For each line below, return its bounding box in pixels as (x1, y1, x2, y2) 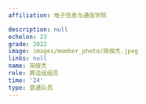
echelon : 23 (8, 33, 47, 41)
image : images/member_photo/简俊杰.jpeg (8, 48, 139, 56)
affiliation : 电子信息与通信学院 (8, 11, 108, 20)
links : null (8, 55, 47, 63)
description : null (8, 25, 68, 34)
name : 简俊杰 (8, 62, 47, 70)
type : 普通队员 (8, 84, 53, 91)
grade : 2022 (8, 40, 47, 48)
